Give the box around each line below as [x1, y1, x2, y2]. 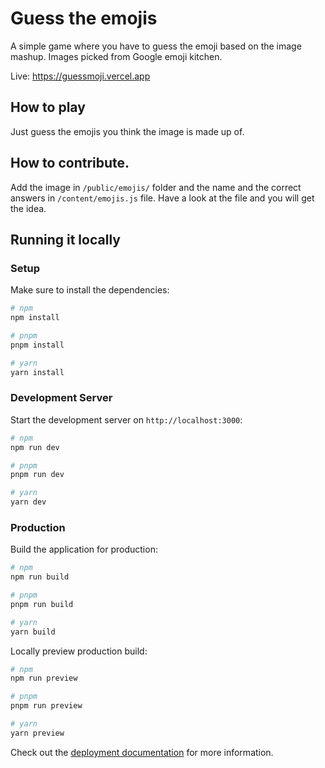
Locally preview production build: [10, 645, 148, 657]
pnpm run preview [10, 701, 83, 711]
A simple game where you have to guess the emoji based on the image [10, 40, 302, 52]
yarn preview [10, 728, 65, 738]
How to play [10, 99, 86, 116]
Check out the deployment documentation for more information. [10, 746, 274, 758]
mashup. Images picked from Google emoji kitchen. [10, 50, 223, 62]
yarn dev [10, 497, 47, 507]
